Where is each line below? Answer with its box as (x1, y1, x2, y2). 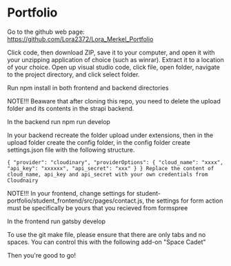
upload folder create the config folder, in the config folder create (7, 138, 191, 146)
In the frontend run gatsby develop (7, 217, 106, 225)
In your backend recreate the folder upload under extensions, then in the (7, 131, 214, 139)
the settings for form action (145, 196, 223, 205)
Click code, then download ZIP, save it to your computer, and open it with (7, 48, 215, 57)
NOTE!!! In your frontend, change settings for (7, 189, 135, 197)
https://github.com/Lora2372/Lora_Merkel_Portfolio (7, 34, 154, 43)
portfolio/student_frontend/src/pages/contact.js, (7, 196, 145, 205)
